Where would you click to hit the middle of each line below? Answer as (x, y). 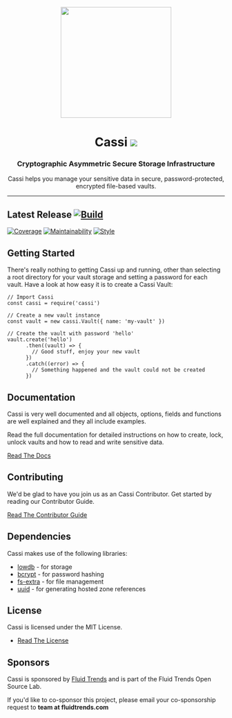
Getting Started (41, 253)
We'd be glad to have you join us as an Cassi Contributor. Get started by (109, 494)
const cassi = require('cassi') (54, 304)
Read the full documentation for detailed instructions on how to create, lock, (115, 435)
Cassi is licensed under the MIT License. (65, 627)
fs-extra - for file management (60, 581)
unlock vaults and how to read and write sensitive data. (86, 442)
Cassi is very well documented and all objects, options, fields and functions (115, 414)
